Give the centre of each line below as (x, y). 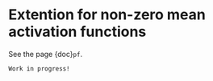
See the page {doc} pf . (46, 54)
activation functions (77, 32)
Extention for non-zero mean (107, 15)
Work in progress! (39, 69)
